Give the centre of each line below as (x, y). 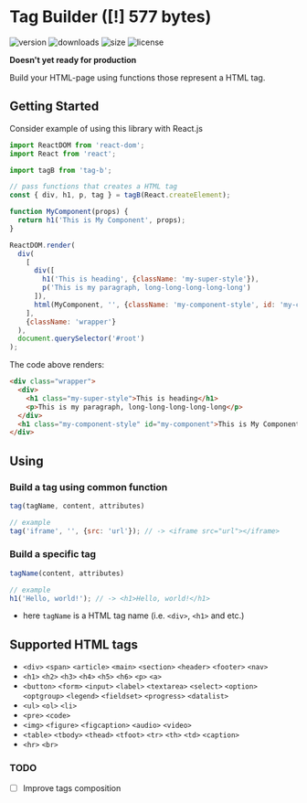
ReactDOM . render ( (42, 245)
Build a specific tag (53, 554)
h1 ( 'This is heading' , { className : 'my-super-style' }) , (151, 279)
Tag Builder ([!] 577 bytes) (111, 17)
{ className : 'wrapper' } (71, 322)
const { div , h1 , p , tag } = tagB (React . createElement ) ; (120, 195)
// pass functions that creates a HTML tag (94, 187)
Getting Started (54, 107)
